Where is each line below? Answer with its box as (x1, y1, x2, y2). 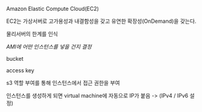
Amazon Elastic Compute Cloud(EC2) (6, 5, 99, 12)
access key (6, 67, 34, 74)
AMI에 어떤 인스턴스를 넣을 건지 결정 (6, 43, 92, 50)
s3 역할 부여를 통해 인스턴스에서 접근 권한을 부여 (6, 79, 121, 86)
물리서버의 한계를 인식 (6, 30, 58, 37)
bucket (6, 55, 24, 62)
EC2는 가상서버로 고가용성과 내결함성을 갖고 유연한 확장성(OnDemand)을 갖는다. (6, 17, 197, 25)
